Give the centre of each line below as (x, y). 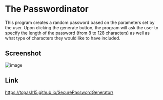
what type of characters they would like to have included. (63, 38)
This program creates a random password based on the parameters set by (80, 22)
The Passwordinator (47, 9)
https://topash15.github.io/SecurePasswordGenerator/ (59, 92)
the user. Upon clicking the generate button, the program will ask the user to (82, 27)
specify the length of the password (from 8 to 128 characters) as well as (77, 33)
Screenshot (23, 53)
